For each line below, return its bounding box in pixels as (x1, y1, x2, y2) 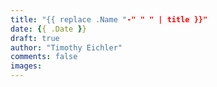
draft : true (10, 33, 60, 43)
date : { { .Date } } (10, 24, 87, 34)
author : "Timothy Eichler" (10, 42, 123, 53)
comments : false (10, 52, 78, 62)
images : (10, 61, 43, 71)
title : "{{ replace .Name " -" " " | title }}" (10, 14, 208, 25)
